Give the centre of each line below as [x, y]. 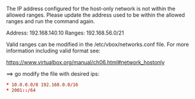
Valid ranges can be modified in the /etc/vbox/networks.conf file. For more [97, 44]
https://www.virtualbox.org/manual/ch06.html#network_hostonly [86, 62]
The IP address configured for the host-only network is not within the [91, 9]
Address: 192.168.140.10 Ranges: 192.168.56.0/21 [65, 33]
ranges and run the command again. [51, 21]
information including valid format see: [54, 51]
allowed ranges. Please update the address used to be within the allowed [96, 15]
